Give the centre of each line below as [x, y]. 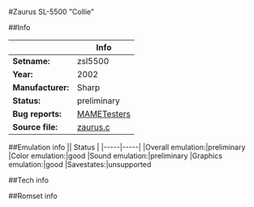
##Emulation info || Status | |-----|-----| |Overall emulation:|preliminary [127, 147]
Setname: [31, 61]
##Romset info [33, 196]
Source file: [35, 127]
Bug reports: [37, 114]
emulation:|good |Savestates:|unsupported [80, 164]
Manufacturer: [41, 87]
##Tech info [28, 180]
